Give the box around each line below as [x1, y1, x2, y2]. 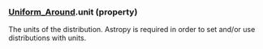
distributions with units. [8, 33, 87, 43]
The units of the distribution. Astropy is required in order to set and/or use [8, 25, 256, 35]
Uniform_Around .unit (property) [8, 6, 138, 18]
